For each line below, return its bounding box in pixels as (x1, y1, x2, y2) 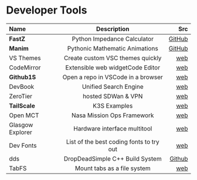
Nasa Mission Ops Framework (71, 111, 154, 119)
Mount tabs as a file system (74, 164, 151, 172)
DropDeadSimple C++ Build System (63, 154, 162, 162)
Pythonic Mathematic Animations (67, 44, 158, 52)
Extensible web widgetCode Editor (65, 63, 160, 71)
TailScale (9, 101, 35, 109)
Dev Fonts (9, 141, 37, 149)
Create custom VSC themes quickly (63, 54, 162, 62)
